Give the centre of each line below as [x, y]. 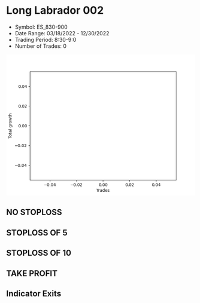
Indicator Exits [34, 293]
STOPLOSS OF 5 [37, 233]
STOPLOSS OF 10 [39, 253]
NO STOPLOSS [34, 212]
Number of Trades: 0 [41, 46]
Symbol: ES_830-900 [41, 27]
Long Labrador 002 [55, 10]
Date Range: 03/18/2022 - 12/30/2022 [62, 33]
